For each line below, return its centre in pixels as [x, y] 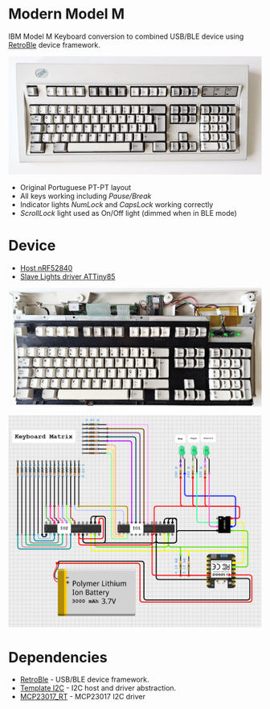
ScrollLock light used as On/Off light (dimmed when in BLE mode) [128, 213]
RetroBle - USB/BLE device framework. [84, 680]
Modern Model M [67, 14]
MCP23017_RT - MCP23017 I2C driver [83, 697]
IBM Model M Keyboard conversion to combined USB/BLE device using [126, 36]
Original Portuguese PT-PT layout [76, 187]
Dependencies [58, 657]
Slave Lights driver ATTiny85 [67, 276]
